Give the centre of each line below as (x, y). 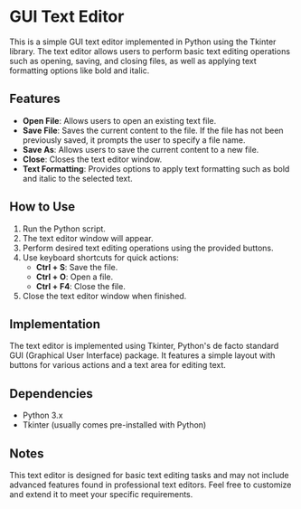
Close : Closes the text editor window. (92, 159)
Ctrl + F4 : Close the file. (81, 286)
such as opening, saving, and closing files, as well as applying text (133, 61)
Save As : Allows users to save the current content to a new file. (141, 149)
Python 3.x (42, 415)
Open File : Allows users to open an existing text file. (119, 120)
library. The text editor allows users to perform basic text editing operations (150, 51)
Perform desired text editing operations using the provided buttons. (148, 248)
